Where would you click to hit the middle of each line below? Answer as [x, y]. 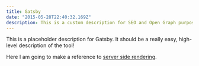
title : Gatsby [24, 11]
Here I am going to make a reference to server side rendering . [81, 57]
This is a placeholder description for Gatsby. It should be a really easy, [92, 39]
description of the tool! [46, 45]
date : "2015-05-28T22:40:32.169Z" [49, 17]
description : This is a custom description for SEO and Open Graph [91, 22]
